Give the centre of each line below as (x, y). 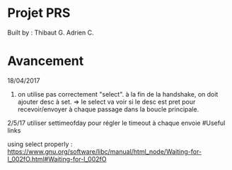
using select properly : (40, 144)
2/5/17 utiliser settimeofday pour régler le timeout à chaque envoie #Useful (116, 123)
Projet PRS (39, 13)
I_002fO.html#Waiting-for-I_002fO (57, 159)
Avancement (46, 61)
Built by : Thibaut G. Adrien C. (51, 32)
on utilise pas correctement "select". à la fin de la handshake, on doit (118, 94)
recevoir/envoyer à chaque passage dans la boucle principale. (108, 109)
